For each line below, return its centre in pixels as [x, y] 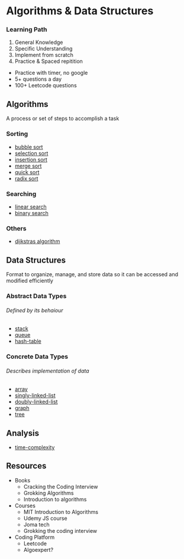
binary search [32, 213]
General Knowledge [39, 42]
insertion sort [31, 159]
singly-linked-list [35, 396]
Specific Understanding [43, 49]
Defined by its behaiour [35, 310]
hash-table [28, 341]
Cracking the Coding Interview [61, 487]
